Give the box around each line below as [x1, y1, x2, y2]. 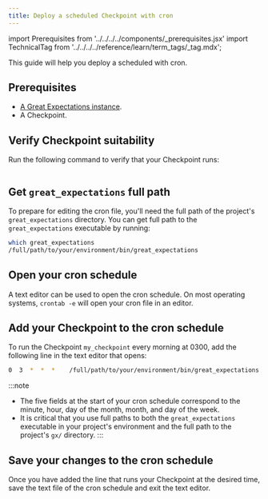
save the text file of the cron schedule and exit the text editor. [8, 483, 210, 493]
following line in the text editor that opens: [8, 351, 147, 361]
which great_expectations [8, 239, 94, 247]
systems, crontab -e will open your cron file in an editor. [8, 297, 194, 308]
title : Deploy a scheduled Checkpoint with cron [8, 11, 174, 20]
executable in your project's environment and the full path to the [19, 421, 232, 432]
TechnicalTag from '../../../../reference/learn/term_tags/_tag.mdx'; [8, 42, 222, 52]
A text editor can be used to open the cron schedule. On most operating [8, 289, 246, 299]
